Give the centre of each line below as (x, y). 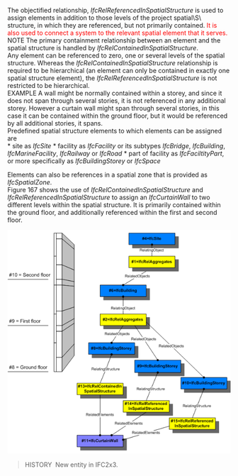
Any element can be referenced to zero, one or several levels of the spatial (116, 55)
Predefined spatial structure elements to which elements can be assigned (115, 131)
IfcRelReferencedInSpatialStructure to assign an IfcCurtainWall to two (109, 197)
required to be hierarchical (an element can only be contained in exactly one (119, 71)
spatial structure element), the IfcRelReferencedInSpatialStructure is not (112, 78)
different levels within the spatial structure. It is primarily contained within (114, 205)
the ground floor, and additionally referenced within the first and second (112, 212)
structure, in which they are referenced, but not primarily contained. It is (112, 25)
